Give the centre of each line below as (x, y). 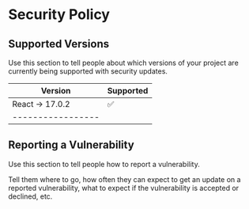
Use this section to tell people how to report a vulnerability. (104, 164)
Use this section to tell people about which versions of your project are (123, 63)
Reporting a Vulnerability (71, 145)
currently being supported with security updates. (88, 71)
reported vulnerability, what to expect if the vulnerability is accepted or (124, 188)
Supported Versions (58, 44)
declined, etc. (30, 196)
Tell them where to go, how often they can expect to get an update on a (124, 179)
